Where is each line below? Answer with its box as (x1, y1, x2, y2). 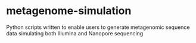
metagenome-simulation (6, 4, 132, 18)
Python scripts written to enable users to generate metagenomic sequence (6, 24, 190, 31)
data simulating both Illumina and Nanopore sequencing (6, 29, 144, 37)
